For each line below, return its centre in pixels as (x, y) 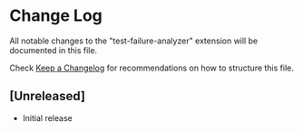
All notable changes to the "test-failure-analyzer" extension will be (134, 41)
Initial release (47, 117)
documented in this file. (54, 50)
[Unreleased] (48, 96)
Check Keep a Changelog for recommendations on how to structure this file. (152, 68)
